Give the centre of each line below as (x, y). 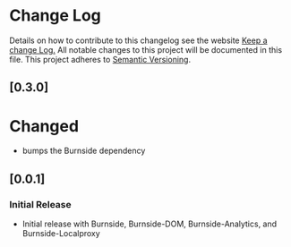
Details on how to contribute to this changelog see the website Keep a (138, 40)
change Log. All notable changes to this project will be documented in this (146, 49)
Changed (44, 126)
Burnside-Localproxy (61, 233)
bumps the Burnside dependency (84, 151)
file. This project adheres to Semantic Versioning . (100, 59)
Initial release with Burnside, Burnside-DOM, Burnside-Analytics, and (150, 224)
